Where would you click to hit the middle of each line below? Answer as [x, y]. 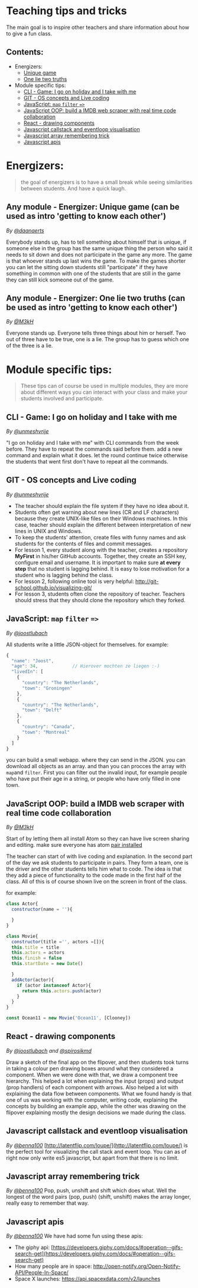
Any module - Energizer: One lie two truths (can [95, 298]
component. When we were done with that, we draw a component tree [92, 1075]
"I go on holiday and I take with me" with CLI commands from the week [92, 443]
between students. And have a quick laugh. [73, 188]
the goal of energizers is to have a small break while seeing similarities [106, 182]
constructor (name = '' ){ [42, 910]
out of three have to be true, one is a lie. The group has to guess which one [98, 339]
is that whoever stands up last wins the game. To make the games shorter [96, 261]
